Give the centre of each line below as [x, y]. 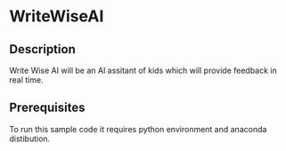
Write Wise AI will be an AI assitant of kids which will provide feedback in [143, 70]
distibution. [30, 139]
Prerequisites [47, 108]
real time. [26, 80]
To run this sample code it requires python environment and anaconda [138, 129]
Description [42, 49]
